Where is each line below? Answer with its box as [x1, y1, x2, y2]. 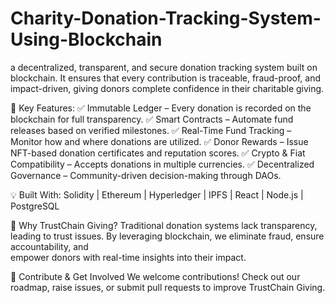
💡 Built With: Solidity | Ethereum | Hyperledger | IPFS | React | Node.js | [10, 188, 304, 201]
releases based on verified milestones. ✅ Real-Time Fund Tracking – [10, 124, 292, 136]
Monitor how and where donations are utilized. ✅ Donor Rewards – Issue [10, 135, 309, 147]
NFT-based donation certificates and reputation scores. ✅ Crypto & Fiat [10, 147, 306, 159]
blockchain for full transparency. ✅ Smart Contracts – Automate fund [10, 113, 294, 125]
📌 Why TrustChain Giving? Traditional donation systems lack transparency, [10, 219, 318, 231]
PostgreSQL [10, 200, 60, 212]
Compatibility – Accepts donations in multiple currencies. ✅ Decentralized [10, 158, 315, 170]
